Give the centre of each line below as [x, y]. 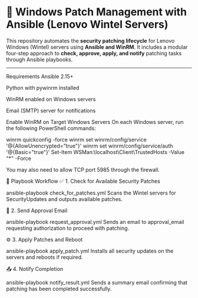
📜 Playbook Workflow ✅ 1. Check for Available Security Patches [83, 181]
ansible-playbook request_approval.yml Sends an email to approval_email [95, 222]
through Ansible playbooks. [39, 59]
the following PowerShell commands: [51, 128]
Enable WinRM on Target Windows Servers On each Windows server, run [95, 122]
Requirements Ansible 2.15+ [40, 76]
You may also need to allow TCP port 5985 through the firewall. [83, 169]
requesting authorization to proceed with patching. [68, 228]
